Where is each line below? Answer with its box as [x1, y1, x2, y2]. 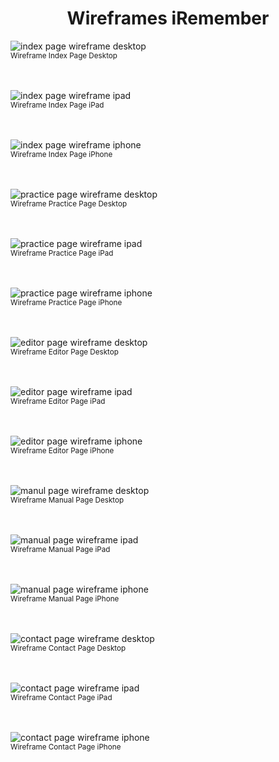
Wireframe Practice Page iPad [10, 248, 114, 258]
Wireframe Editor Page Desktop [10, 347, 119, 357]
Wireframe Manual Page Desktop [10, 495, 125, 505]
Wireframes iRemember [66, 7, 270, 30]
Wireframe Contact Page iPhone [10, 742, 122, 752]
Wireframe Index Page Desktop [10, 50, 118, 61]
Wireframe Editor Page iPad [10, 396, 106, 406]
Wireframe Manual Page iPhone [10, 593, 120, 604]
